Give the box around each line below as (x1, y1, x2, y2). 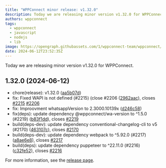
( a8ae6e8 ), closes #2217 (12, 137, 63, 143)
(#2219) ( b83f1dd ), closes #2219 (12, 116, 79, 122)
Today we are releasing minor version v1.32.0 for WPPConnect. (5, 62, 134, 68)
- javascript (9, 30, 37, 35)
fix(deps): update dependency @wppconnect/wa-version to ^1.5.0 (12, 111, 147, 117)
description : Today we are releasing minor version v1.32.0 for (5, 12, 140, 17)
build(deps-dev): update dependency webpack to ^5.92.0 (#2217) (12, 132, 147, 138)
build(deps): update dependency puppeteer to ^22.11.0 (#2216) (12, 142, 140, 149)
